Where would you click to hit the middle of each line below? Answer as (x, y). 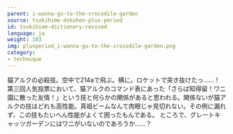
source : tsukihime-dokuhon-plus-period (65, 20)
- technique (24, 59)
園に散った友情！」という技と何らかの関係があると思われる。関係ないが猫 (114, 97)
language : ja (26, 33)
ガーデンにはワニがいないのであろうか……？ (89, 124)
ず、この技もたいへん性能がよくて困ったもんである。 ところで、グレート (111, 114)
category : (22, 53)
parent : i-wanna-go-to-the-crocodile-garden (73, 14)
